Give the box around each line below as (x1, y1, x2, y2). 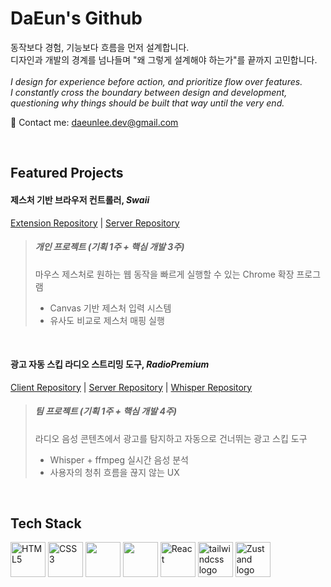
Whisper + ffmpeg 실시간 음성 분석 (49, 453, 189, 466)
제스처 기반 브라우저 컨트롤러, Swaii (10, 193, 150, 206)
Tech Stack (10, 515, 82, 532)
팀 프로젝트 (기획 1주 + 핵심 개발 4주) (34, 405, 177, 417)
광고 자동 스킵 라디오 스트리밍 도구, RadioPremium (10, 358, 210, 371)
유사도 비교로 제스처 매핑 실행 (49, 314, 165, 326)
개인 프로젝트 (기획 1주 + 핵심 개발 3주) (34, 241, 185, 253)
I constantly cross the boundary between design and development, (10, 86, 288, 98)
